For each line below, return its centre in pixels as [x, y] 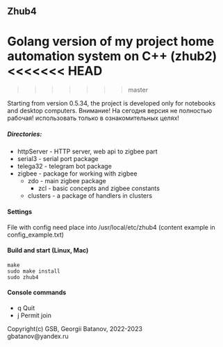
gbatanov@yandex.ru [38, 336]
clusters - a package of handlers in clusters [90, 196]
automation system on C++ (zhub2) [112, 56]
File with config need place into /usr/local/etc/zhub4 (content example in [111, 227]
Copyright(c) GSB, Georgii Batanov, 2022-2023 [75, 328]
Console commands [37, 293]
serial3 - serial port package [58, 159]
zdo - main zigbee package [67, 181]
